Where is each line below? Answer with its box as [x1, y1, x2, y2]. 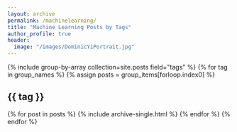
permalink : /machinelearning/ [7, 17, 97, 24]
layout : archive [7, 10, 55, 18]
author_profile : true [7, 30, 72, 38]
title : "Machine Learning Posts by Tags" [7, 23, 132, 31]
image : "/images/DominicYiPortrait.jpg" [13, 43, 135, 50]
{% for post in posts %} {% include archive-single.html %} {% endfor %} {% [7, 109, 231, 118]
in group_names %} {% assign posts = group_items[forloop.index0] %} [7, 70, 215, 79]
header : [7, 37, 31, 44]
